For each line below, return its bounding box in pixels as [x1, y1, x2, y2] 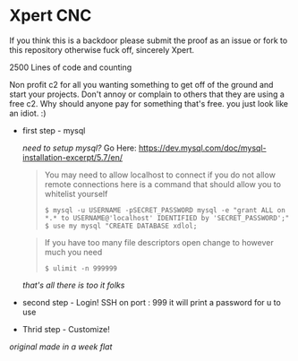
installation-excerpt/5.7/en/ [21, 151, 123, 162]
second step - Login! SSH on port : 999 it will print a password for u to [21, 297, 282, 307]
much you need [44, 246, 103, 257]
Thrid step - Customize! [21, 323, 110, 334]
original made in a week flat [9, 341, 113, 352]
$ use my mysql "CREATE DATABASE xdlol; [44, 221, 198, 230]
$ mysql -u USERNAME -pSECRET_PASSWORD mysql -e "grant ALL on [44, 205, 286, 215]
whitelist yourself [44, 188, 108, 199]
